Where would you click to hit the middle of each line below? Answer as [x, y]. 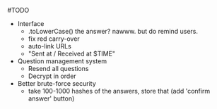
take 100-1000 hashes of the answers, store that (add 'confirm [119, 91]
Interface [31, 24]
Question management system [62, 61]
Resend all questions [58, 69]
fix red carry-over [54, 39]
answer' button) [51, 98]
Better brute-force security [57, 83]
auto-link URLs [50, 46]
